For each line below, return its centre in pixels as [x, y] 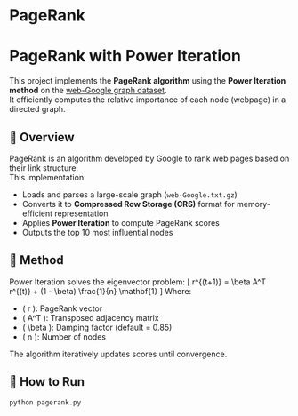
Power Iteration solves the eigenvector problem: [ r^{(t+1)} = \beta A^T [138, 282]
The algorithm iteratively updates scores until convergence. [118, 354]
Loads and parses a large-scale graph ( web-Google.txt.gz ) [129, 194]
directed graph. [37, 109]
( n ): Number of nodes [64, 336]
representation [81, 213]
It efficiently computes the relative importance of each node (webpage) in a [148, 100]
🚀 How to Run [47, 382]
